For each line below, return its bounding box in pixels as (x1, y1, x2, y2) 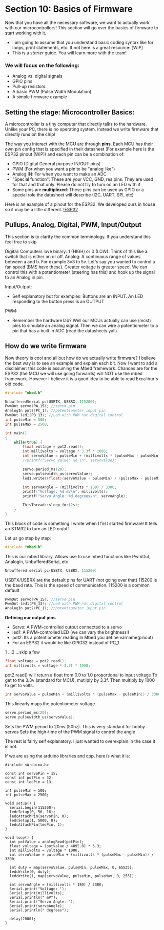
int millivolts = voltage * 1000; (9, 848, 80, 853)
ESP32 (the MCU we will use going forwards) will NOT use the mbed (5, 370, 143, 376)
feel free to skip (5, 238, 37, 245)
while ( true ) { (14, 440, 42, 445)
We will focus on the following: (5, 62, 80, 69)
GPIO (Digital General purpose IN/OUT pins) (12, 161, 101, 167)
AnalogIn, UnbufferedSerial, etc (5, 559, 68, 564)
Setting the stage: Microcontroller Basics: (5, 108, 135, 116)
